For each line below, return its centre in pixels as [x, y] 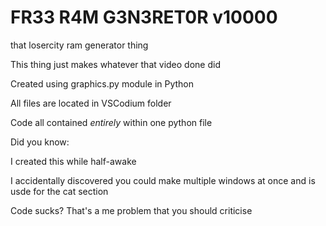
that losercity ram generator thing [79, 45]
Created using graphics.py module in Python [102, 83]
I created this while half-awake [73, 161]
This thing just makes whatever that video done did [115, 64]
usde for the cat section [59, 191]
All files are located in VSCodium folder [91, 103]
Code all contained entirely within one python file [111, 122]
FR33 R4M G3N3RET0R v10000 [144, 17]
